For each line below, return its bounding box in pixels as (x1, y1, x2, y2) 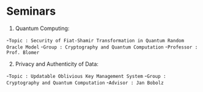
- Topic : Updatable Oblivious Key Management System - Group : (6, 72, 166, 79)
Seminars (6, 4, 56, 18)
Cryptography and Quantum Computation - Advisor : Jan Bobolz (6, 79, 164, 86)
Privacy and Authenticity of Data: (15, 60, 99, 67)
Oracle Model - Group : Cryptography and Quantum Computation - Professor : (6, 43, 198, 50)
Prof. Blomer (6, 49, 40, 56)
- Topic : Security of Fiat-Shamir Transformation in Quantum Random (6, 36, 185, 44)
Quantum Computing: (15, 25, 70, 32)
